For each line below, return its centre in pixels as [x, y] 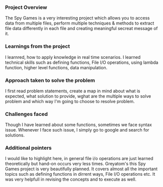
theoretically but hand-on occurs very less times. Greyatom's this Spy [75, 164]
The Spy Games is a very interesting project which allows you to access [78, 18]
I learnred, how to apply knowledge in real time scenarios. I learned [73, 57]
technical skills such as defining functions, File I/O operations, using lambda [82, 62]
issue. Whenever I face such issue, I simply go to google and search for [77, 130]
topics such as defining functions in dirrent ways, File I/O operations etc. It [80, 174]
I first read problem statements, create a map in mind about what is [73, 91]
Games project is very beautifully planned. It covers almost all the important [81, 169]
